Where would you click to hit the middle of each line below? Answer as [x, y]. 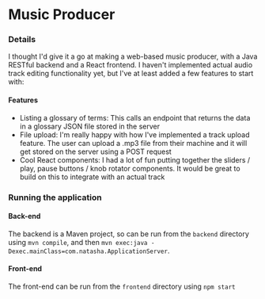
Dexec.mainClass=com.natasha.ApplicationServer [88, 251]
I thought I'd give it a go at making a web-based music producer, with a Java [133, 56]
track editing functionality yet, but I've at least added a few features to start [131, 74]
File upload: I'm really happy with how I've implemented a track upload [134, 134]
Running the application [55, 197]
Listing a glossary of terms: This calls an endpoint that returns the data [135, 117]
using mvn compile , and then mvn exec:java [78, 242]
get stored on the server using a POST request [95, 151]
